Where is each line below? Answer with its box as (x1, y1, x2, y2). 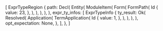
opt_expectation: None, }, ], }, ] (5, 20, 71, 26)
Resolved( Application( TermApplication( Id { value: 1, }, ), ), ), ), (5, 15, 138, 20)
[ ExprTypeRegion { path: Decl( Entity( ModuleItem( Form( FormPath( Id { (5, 4, 158, 10)
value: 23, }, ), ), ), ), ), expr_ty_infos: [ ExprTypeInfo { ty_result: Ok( (5, 9, 146, 15)
